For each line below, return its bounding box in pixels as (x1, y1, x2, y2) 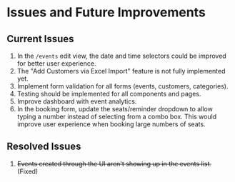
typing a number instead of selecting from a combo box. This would (16, 112, 217, 121)
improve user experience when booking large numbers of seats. (16, 120, 206, 128)
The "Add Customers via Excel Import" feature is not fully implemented (16, 67, 226, 75)
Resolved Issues (6, 141, 81, 153)
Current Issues (6, 33, 74, 45)
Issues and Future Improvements (6, 4, 206, 21)
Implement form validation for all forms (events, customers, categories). (16, 82, 229, 90)
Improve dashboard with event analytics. (16, 97, 137, 106)
